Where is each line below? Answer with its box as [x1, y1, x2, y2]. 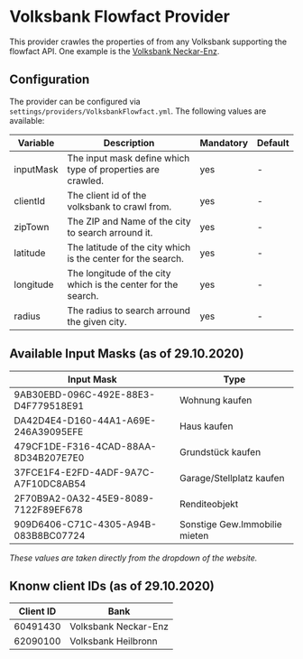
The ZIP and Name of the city [67, 215, 191, 227]
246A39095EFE [14, 425, 84, 438]
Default [256, 136, 289, 149]
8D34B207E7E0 [14, 451, 85, 464]
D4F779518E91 [14, 399, 84, 412]
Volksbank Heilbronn [69, 635, 158, 647]
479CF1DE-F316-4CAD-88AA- [14, 440, 157, 452]
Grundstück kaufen [179, 445, 262, 458]
